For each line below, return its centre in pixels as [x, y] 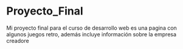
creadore [18, 41]
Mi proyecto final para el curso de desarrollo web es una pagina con [92, 28]
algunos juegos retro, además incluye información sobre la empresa [91, 34]
